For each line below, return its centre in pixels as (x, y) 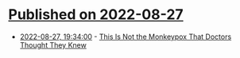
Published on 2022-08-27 (96, 15)
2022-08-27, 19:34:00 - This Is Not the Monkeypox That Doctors (126, 37)
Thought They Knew (53, 44)
